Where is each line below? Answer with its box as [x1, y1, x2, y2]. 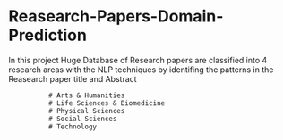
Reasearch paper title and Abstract [8, 73, 137, 84]
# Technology [47, 122, 98, 131]
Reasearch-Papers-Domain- [8, 6, 224, 27]
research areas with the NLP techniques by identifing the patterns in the [8, 64, 274, 75]
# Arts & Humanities [47, 91, 125, 100]
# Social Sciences [47, 114, 117, 123]
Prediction [8, 25, 87, 45]
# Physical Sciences [47, 106, 125, 115]
